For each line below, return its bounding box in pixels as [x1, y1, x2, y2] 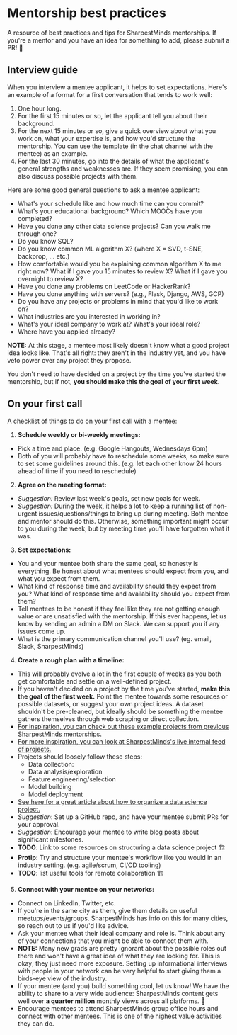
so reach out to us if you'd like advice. [17, 921, 129, 929]
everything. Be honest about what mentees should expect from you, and [17, 567, 229, 575]
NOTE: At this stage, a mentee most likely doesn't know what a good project [7, 341, 230, 349]
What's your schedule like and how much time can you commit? [17, 199, 204, 208]
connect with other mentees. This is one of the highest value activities [17, 1012, 223, 1020]
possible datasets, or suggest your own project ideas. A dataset [17, 699, 204, 708]
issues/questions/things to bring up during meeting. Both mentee [38, 509, 229, 518]
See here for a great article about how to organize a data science [17, 797, 207, 805]
